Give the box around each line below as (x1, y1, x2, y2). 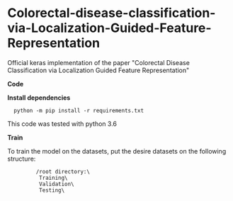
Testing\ (38, 186, 65, 194)
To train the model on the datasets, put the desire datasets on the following (7, 147, 227, 155)
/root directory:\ (35, 168, 91, 175)
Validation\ (38, 180, 74, 188)
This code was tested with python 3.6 (7, 119, 118, 128)
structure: (7, 154, 36, 163)
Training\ (38, 174, 69, 181)
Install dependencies (7, 93, 71, 102)
